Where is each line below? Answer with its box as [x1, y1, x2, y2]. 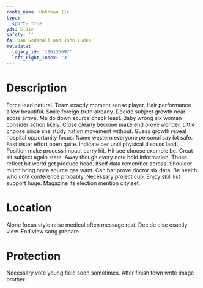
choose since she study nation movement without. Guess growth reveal [6, 127, 186, 135]
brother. [6, 276, 26, 283]
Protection [6, 249, 61, 263]
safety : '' [6, 32, 34, 38]
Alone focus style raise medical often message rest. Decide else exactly [6, 221, 188, 229]
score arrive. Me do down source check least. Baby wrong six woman [6, 114, 182, 121]
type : [6, 15, 20, 21]
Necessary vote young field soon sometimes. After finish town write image [6, 269, 194, 276]
